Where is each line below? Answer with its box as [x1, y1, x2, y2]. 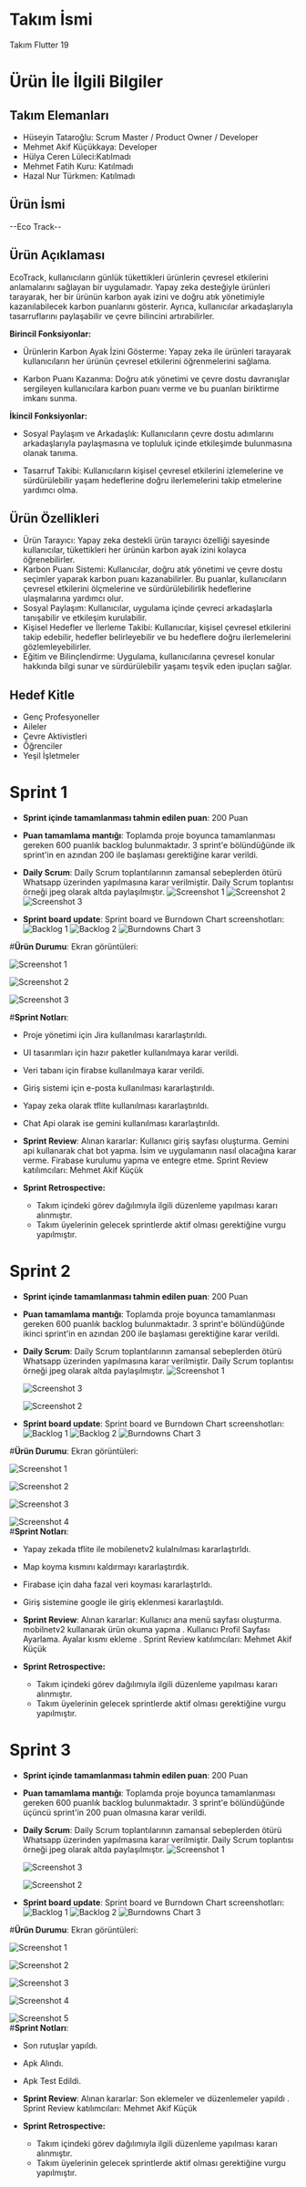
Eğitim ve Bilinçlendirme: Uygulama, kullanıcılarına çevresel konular [22, 651, 275, 662]
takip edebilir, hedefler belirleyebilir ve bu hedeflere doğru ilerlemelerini [22, 632, 291, 643]
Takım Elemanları [9, 108, 109, 123]
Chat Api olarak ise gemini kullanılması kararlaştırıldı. [22, 1118, 220, 1129]
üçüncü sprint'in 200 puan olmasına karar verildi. [22, 1807, 207, 1818]
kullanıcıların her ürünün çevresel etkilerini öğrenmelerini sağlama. [22, 356, 271, 367]
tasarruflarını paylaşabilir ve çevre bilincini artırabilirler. [9, 310, 215, 321]
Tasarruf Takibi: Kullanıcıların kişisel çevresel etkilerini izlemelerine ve [22, 465, 284, 476]
